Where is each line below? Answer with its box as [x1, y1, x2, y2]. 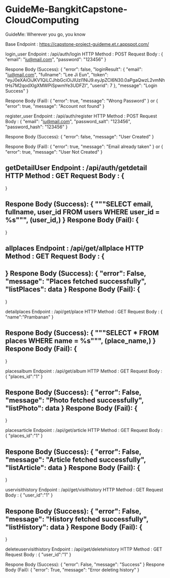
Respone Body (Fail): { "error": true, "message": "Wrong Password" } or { [5, 98, 158, 104]
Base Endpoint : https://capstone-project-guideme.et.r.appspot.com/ [5, 41, 149, 47]
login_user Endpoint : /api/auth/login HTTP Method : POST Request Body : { [5, 51, 163, 57]
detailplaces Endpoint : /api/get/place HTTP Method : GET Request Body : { [5, 308, 163, 314]
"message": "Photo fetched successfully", [5, 396, 144, 404]
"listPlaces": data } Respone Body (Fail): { [5, 285, 141, 294]
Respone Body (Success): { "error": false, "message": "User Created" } [5, 133, 154, 139]
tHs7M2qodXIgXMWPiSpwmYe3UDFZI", [5, 82, 89, 89]
